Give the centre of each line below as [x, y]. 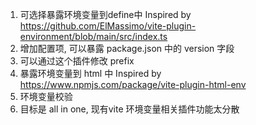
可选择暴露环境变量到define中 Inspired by [105, 14]
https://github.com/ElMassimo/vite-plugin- [108, 26]
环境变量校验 [46, 96]
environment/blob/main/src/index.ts [93, 36]
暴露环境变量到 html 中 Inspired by [90, 73]
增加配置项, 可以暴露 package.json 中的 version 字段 [127, 48]
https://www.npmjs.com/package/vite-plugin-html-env [133, 84]
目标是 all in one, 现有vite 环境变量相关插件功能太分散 [129, 109]
